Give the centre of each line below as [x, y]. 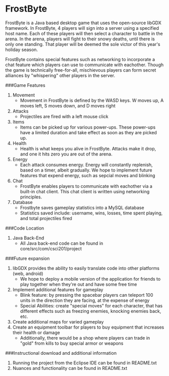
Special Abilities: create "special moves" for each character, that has [91, 305]
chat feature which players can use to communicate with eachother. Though [84, 65]
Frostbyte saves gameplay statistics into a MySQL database [82, 207]
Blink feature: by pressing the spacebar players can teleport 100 [87, 295]
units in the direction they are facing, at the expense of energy [85, 300]
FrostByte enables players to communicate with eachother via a [86, 186]
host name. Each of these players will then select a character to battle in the [84, 33]
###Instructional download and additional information [61, 353]
